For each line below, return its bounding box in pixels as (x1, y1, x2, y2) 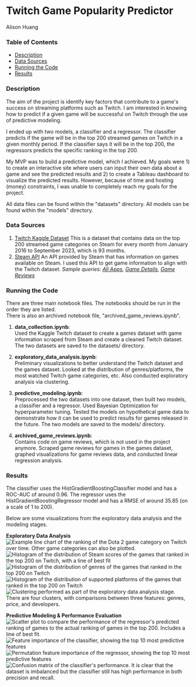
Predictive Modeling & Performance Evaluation (6, 612, 122, 619)
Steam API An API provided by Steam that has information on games (14, 253, 179, 260)
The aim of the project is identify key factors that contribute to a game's (6, 98, 179, 105)
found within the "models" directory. (6, 207, 93, 214)
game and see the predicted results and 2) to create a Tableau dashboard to (6, 170, 190, 177)
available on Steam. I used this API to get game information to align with (14, 259, 187, 266)
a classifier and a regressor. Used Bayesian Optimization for (14, 402, 159, 409)
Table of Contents (6, 38, 58, 46)
